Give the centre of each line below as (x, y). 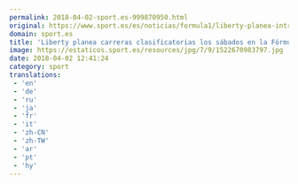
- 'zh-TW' (31, 141)
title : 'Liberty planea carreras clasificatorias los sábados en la (138, 42)
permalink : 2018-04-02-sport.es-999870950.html (99, 17)
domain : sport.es (41, 34)
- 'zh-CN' (31, 133)
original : (27, 26)
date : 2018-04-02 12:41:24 (59, 58)
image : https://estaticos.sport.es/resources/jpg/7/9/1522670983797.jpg (146, 50)
